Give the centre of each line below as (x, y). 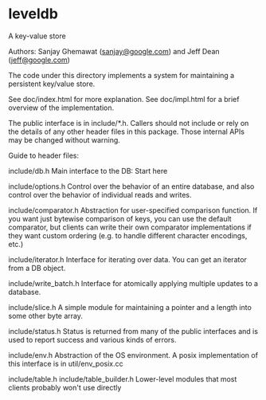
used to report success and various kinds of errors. (92, 339)
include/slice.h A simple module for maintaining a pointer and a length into (130, 307)
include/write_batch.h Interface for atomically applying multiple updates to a (133, 283)
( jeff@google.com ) (39, 60)
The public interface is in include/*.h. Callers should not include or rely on (129, 123)
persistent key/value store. (52, 84)
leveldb (33, 14)
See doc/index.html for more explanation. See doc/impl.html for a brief (124, 99)
